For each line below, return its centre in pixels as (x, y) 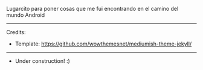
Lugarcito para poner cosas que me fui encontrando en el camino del (92, 9)
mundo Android (26, 15)
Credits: (16, 32)
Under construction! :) (43, 61)
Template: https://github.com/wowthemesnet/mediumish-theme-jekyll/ (103, 44)
